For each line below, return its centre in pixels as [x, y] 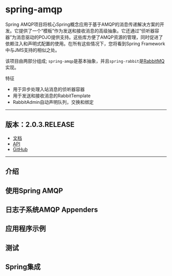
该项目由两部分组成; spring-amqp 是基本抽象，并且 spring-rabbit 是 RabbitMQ [85, 61]
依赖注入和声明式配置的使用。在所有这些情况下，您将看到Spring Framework [85, 43]
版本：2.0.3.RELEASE [40, 125]
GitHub [20, 149]
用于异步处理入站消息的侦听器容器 [49, 89]
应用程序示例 [26, 229]
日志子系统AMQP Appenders [52, 209]
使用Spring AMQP [34, 190]
